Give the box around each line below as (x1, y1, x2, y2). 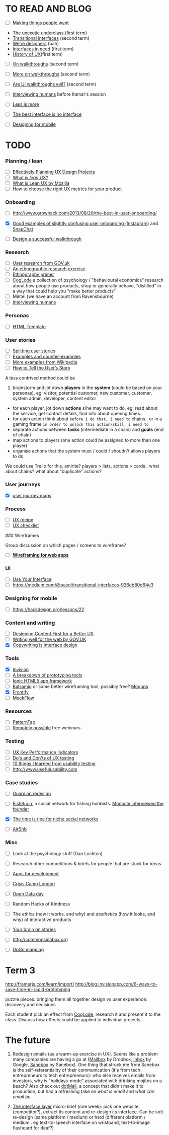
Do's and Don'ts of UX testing (12, 754, 74, 761)
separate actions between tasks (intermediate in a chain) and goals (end (12, 426, 164, 433)
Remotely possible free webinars (12, 725, 81, 731)
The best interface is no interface (12, 111, 82, 117)
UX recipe (12, 516, 34, 522)
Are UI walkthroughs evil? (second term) (12, 81, 97, 87)
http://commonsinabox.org (12, 937, 68, 943)
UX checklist (12, 522, 39, 528)
